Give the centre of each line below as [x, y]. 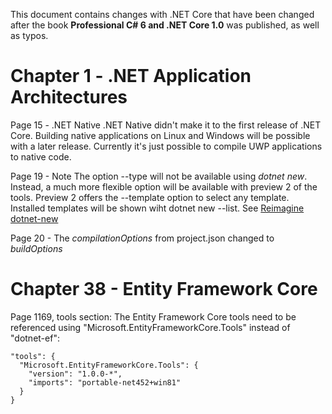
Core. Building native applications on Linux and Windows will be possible [160, 135]
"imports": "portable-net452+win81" [105, 382]
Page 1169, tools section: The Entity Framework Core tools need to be [153, 316]
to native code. [41, 156]
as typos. [29, 35]
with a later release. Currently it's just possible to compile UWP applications [166, 146]
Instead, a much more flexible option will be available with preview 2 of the [164, 186]
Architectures [69, 97]
